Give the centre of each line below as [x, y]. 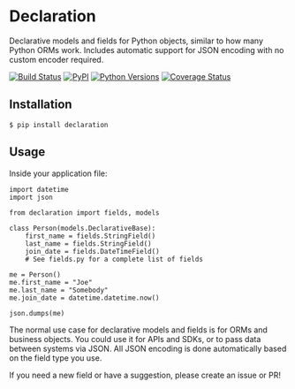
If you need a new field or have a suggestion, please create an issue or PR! [145, 375]
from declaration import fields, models [85, 213]
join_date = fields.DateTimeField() [93, 251]
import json [31, 197]
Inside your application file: [58, 173]
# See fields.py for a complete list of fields [114, 259]
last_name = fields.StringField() [88, 244]
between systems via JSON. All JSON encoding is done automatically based [148, 348]
